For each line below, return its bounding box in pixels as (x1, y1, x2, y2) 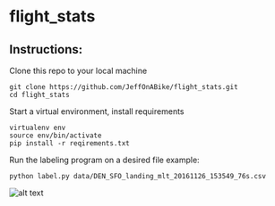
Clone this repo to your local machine (9, 65, 148, 76)
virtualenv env (9, 123, 66, 132)
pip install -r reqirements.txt (9, 139, 130, 148)
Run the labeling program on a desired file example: (9, 154, 200, 165)
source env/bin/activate (9, 131, 102, 140)
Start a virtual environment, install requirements (9, 106, 185, 117)
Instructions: (9, 42, 83, 57)
